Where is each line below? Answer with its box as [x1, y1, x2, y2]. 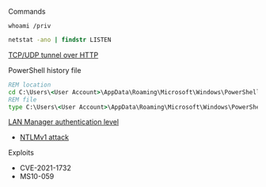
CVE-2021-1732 [19, 163, 71, 173]
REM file [8, 95, 37, 104]
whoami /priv [8, 22, 51, 30]
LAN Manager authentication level [8, 117, 120, 127]
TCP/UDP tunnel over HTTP [8, 50, 99, 59]
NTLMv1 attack [19, 132, 70, 142]
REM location [8, 81, 51, 89]
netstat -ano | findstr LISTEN [8, 36, 112, 44]
